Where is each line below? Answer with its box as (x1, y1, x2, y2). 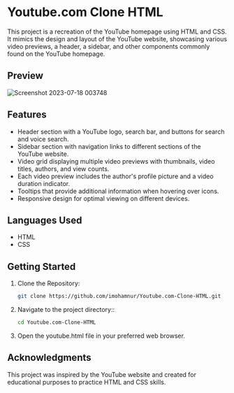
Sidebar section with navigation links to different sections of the (17, 142, 201, 150)
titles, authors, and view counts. (17, 164, 110, 173)
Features (7, 109, 47, 121)
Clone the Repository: (17, 279, 80, 287)
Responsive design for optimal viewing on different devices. (17, 194, 190, 203)
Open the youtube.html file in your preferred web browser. (17, 331, 185, 340)
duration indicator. (17, 179, 71, 187)
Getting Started (7, 260, 76, 273)
